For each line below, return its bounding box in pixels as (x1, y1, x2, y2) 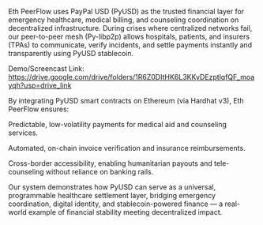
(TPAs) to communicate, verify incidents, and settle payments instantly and (8, 40, 253, 50)
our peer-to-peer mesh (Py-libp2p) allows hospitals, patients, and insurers (8, 32, 250, 41)
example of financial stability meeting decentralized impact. (28, 208, 223, 216)
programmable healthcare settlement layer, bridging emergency (8, 191, 216, 200)
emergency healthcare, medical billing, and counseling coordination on (8, 15, 239, 24)
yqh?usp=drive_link (8, 81, 72, 90)
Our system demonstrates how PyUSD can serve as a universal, (8, 182, 216, 192)
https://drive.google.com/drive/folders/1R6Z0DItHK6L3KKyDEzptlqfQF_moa (8, 73, 255, 81)
